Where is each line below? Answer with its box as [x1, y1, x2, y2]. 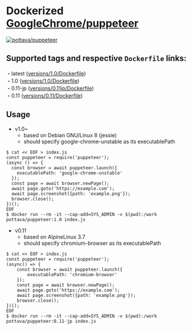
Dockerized [6, 4, 64, 18]
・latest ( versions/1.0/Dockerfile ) [6, 70, 86, 77]
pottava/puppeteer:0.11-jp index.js [6, 318, 96, 324]
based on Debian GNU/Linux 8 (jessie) [23, 131, 117, 138]
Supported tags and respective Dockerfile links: [6, 53, 187, 63]
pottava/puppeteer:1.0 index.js [6, 216, 86, 222]
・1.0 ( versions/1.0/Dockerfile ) [6, 77, 80, 84]
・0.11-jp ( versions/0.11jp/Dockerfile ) [6, 85, 95, 92]
